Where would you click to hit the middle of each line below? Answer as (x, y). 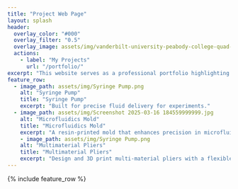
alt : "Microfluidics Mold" (60, 119)
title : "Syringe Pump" (53, 100)
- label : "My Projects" (55, 60)
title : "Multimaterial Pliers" (66, 152)
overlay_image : (36, 47)
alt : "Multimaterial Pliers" (63, 146)
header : (19, 27)
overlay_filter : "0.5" (47, 40)
